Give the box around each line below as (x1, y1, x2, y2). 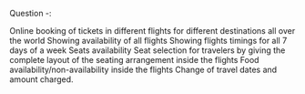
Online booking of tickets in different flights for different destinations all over (9, 26, 296, 36)
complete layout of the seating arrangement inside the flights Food (9, 55, 259, 65)
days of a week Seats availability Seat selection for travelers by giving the (9, 45, 286, 56)
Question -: (9, 8, 52, 18)
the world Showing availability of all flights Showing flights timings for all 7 (9, 36, 288, 46)
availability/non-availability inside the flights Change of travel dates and (9, 64, 278, 75)
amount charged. (9, 74, 75, 85)
